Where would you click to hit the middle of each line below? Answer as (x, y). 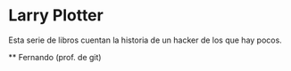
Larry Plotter (56, 16)
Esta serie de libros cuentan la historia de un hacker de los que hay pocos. (145, 40)
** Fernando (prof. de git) (55, 57)
